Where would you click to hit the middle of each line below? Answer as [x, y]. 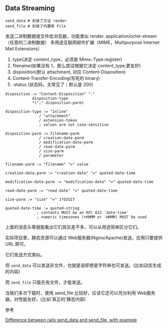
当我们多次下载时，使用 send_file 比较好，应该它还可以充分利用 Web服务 [80, 293]
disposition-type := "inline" [37, 112]
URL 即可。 [17, 244]
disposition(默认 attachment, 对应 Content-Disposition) [69, 72]
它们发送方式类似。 [25, 254]
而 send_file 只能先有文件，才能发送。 [45, 282]
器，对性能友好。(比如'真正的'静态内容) [46, 299]
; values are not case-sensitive [74, 125]
